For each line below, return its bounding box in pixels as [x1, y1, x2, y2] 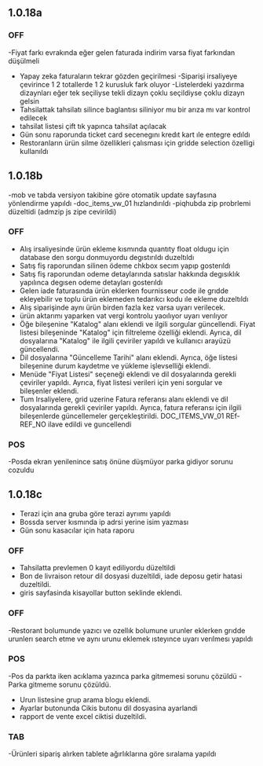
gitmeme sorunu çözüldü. [28, 680, 111, 689]
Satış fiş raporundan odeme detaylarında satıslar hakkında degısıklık [19, 269, 240, 278]
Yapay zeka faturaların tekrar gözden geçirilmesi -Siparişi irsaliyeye [19, 71, 238, 81]
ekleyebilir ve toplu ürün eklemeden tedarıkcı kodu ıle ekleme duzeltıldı [19, 294, 249, 303]
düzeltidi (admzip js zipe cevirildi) [8, 207, 117, 216]
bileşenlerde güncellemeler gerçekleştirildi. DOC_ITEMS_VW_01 [19, 411, 225, 420]
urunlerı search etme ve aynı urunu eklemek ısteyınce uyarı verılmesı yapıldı [8, 634, 254, 643]
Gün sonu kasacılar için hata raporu [19, 526, 135, 535]
